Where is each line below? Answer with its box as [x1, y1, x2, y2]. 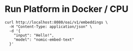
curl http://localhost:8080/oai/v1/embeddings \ [4, 20, 108, 25]
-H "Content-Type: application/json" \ [9, 24, 92, 29]
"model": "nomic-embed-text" [13, 37, 74, 42]
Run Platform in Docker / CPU [4, 3, 128, 15]
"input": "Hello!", [13, 33, 54, 38]
